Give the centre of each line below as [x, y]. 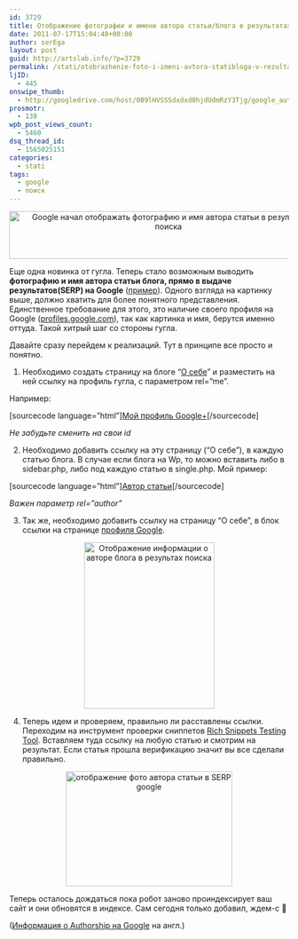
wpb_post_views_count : [51, 125]
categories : [31, 158]
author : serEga [37, 42]
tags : [19, 174]
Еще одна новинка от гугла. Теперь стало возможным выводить [132, 271]
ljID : [19, 75]
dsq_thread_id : [37, 141]
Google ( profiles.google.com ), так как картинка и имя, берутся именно [142, 319]
